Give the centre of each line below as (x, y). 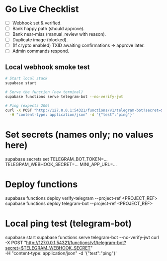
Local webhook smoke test (47, 67)
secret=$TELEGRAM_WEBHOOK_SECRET (48, 248)
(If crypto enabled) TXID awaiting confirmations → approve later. (79, 45)
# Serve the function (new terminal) (44, 92)
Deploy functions (42, 184)
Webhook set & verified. (37, 23)
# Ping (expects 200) (28, 105)
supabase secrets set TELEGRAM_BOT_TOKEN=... (56, 159)
